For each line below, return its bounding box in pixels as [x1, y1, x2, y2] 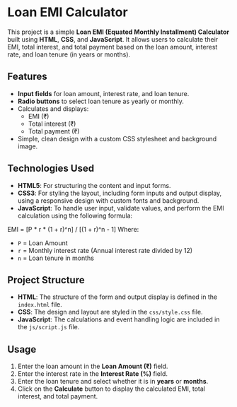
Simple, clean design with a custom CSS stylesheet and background [17, 134, 217, 143]
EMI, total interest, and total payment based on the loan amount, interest [7, 42, 218, 51]
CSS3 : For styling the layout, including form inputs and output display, [17, 189, 222, 197]
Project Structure [7, 273, 85, 286]
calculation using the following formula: [17, 211, 133, 220]
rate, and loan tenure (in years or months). [7, 50, 131, 59]
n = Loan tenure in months [17, 254, 94, 262]
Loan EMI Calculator [7, 4, 129, 20]
